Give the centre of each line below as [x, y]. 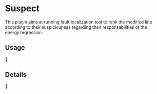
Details [16, 75]
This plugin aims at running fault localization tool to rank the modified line [79, 22]
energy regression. [24, 32]
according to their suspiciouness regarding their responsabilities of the [76, 27]
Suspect [22, 9]
